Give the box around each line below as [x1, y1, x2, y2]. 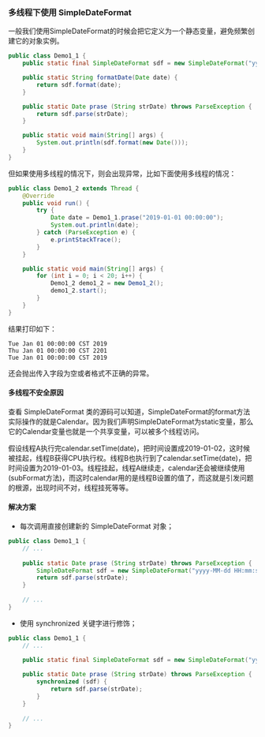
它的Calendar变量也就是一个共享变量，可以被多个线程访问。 [8, 426, 203, 436]
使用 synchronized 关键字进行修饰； [19, 618, 137, 628]
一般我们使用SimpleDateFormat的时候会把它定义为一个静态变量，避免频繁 [8, 26, 248, 36]
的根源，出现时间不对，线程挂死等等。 [8, 483, 132, 492]
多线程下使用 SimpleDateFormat [8, 6, 132, 17]
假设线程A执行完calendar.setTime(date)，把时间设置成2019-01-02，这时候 [8, 443, 251, 453]
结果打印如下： [8, 324, 57, 333]
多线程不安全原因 [8, 388, 64, 398]
